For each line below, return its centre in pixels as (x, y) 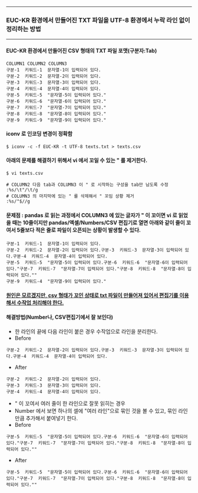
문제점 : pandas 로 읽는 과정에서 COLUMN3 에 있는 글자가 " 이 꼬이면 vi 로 (92, 215)
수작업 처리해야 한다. (40, 302)
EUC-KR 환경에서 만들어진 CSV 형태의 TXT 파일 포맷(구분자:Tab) (82, 50)
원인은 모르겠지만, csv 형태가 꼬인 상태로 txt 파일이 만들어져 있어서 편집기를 (92, 295)
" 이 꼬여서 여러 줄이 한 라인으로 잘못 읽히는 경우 (70, 403)
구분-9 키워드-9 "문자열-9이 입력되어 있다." (56, 120)
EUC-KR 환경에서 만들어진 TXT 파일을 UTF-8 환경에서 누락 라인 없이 (98, 20)
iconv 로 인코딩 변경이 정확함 (39, 134)
